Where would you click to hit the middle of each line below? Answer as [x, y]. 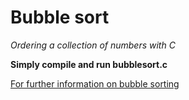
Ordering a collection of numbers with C [93, 45]
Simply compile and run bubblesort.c [89, 64]
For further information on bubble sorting [95, 83]
